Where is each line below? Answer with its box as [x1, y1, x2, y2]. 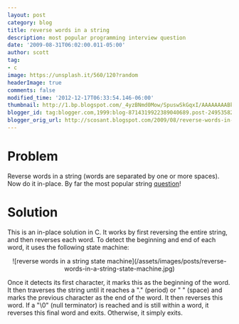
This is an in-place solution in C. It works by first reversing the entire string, [7, 228, 228, 236]
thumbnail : [7, 102, 40, 109]
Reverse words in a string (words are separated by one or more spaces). [7, 172, 220, 180]
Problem [7, 148, 58, 164]
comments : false [7, 86, 55, 94]
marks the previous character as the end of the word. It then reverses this [7, 293, 223, 302]
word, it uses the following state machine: [7, 243, 129, 251]
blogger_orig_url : [7, 117, 62, 124]
